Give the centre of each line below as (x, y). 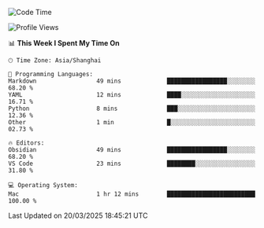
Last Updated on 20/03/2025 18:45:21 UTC (78, 215)
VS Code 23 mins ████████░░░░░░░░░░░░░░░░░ (132, 164)
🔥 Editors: (26, 143)
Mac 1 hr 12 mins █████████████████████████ (132, 194)
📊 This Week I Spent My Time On (64, 43)
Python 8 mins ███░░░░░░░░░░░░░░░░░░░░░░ (132, 108)
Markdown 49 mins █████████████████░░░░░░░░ (132, 81)
